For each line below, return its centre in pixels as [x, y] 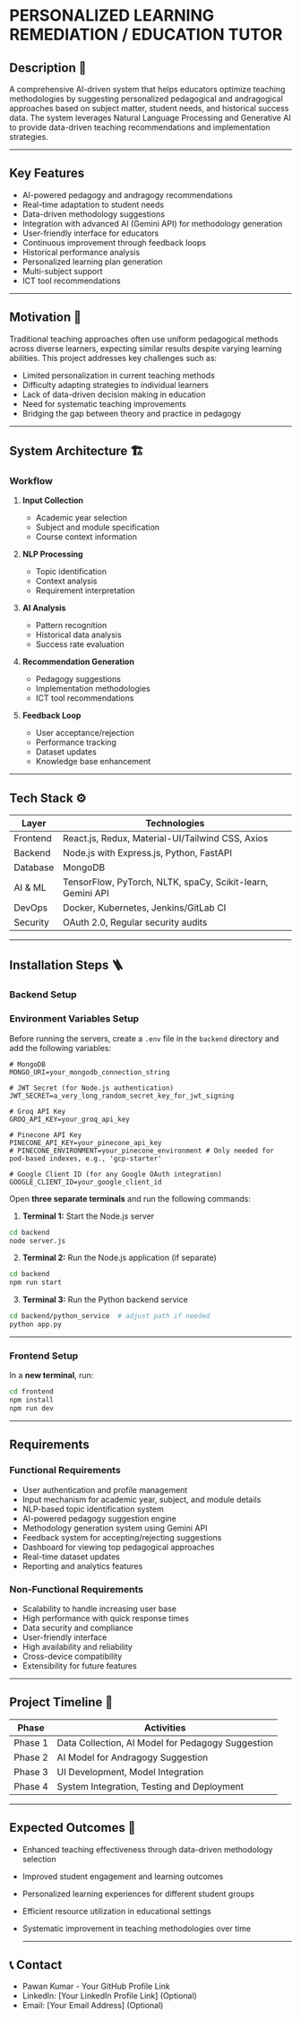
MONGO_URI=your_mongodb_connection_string [90, 1072]
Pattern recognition [71, 626]
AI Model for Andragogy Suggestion [133, 1757]
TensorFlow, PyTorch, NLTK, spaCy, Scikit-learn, [165, 882]
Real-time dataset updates [71, 1557]
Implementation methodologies [93, 689]
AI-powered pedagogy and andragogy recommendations [127, 194]
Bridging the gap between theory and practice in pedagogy [132, 413]
